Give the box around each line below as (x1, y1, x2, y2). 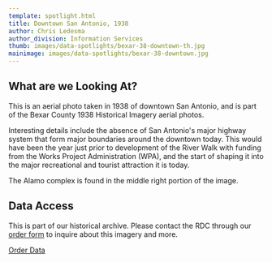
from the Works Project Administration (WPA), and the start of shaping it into (8, 151, 264, 161)
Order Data (8, 245, 46, 255)
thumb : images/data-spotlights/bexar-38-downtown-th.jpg (8, 42, 205, 50)
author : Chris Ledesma (8, 27, 85, 35)
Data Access (8, 200, 75, 213)
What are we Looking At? (8, 79, 138, 93)
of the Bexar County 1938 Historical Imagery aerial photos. (8, 110, 205, 119)
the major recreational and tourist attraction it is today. (8, 160, 190, 170)
